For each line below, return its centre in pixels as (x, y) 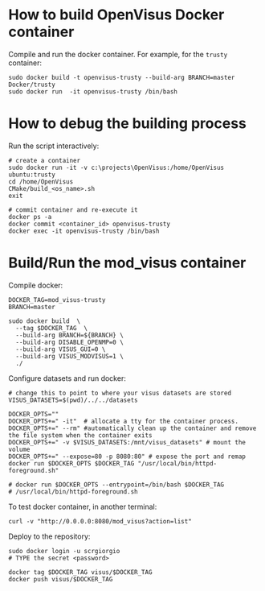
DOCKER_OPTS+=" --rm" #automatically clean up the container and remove (132, 428)
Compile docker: (36, 285)
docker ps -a (30, 217)
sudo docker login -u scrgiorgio (64, 551)
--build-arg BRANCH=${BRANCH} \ (70, 335)
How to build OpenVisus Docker (116, 15)
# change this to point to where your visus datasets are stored (120, 393)
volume (19, 449)
